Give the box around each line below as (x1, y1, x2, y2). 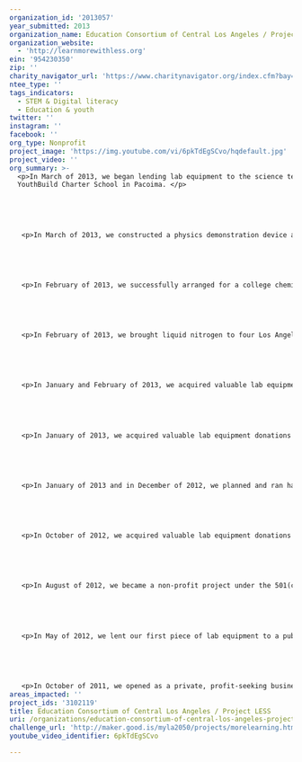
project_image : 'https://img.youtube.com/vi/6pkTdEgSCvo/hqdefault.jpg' (9, 146, 288, 155)
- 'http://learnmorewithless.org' (17, 47, 147, 56)
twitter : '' (9, 113, 54, 122)
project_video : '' (9, 155, 78, 164)
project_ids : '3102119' (9, 698, 99, 707)
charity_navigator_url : (9, 72, 99, 81)
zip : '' (9, 64, 39, 73)
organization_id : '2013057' (9, 13, 115, 22)
